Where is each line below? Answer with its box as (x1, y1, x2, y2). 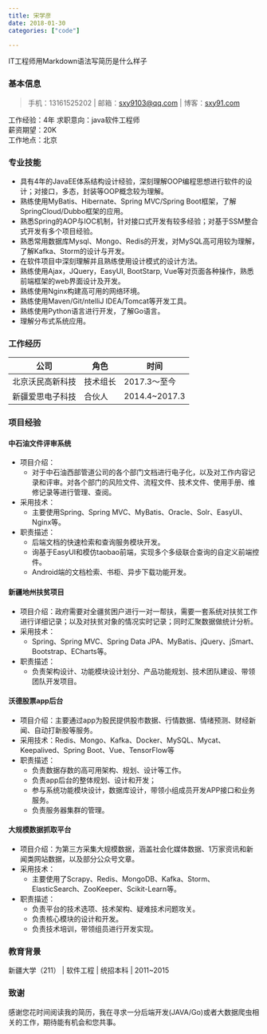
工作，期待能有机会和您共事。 (22, 1017, 120, 1027)
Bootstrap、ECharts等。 (31, 646, 112, 656)
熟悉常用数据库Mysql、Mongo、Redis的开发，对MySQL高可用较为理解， (19, 236, 259, 246)
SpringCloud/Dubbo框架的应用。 (19, 206, 128, 216)
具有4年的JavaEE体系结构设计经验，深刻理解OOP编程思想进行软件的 (19, 176, 245, 186)
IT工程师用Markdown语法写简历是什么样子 (8, 57, 147, 66)
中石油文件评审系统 (8, 438, 72, 448)
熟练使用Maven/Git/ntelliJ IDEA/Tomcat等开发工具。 (19, 296, 191, 306)
